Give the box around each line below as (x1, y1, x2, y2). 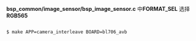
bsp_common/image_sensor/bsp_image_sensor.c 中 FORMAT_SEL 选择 (6, 5, 190, 12)
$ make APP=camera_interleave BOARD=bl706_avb (6, 29, 127, 35)
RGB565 (6, 12, 28, 19)
